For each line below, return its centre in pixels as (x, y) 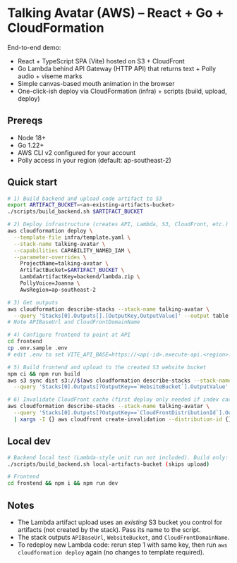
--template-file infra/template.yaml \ (72, 237)
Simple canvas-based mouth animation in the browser (96, 83)
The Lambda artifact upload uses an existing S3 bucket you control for (120, 522)
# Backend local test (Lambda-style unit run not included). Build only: (118, 457)
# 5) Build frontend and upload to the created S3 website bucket (107, 367)
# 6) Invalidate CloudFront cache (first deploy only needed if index (113, 400)
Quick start (32, 182)
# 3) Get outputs (33, 302)
